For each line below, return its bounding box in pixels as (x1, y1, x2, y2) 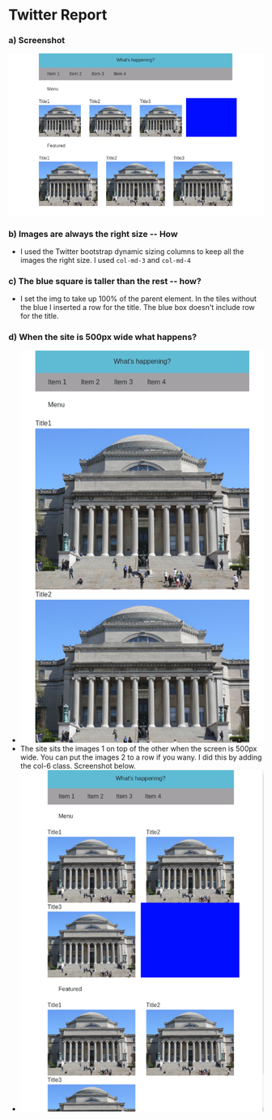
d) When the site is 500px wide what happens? (8, 331, 197, 342)
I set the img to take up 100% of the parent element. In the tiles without (19, 294, 257, 304)
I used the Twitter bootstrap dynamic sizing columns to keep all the (19, 247, 244, 256)
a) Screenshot (8, 35, 66, 46)
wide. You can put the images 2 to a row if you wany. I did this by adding (19, 752, 262, 762)
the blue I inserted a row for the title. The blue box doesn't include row (19, 303, 255, 312)
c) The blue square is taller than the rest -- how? (8, 276, 202, 287)
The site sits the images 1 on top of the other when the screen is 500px (19, 743, 257, 753)
